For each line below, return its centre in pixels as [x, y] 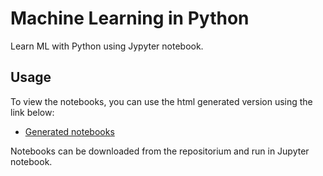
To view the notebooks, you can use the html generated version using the [161, 101]
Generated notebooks [69, 131]
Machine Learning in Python [130, 18]
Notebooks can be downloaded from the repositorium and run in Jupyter [160, 151]
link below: [32, 112]
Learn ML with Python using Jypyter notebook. [107, 46]
